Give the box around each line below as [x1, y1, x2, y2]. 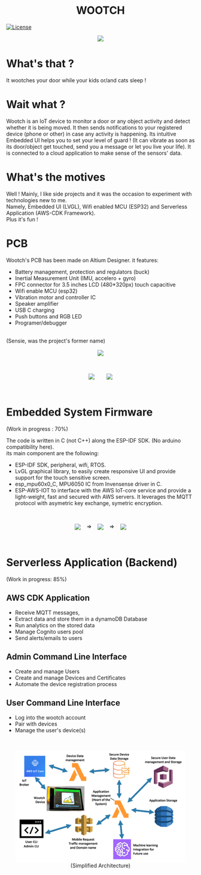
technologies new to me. [6, 196, 67, 204]
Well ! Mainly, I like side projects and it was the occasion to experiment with [6, 190, 193, 197]
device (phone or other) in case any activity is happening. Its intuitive [6, 130, 176, 137]
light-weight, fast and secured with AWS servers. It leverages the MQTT [14, 493, 193, 500]
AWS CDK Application [6, 593, 90, 603]
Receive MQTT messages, [14, 609, 80, 616]
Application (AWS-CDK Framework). [6, 209, 96, 217]
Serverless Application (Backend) [6, 556, 178, 570]
